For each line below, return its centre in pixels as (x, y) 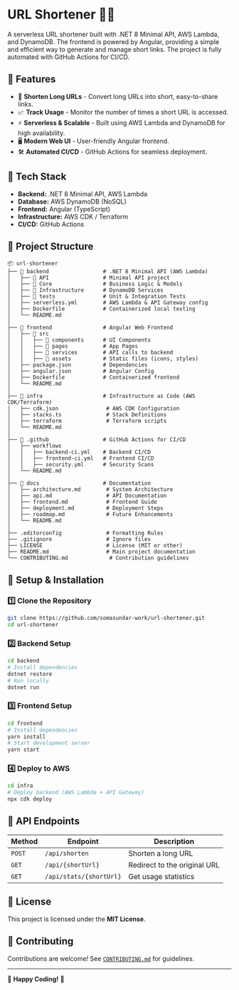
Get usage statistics (161, 876)
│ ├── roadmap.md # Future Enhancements (90, 515)
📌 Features (32, 79)
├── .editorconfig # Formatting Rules (85, 533)
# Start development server (49, 743)
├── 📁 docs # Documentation (79, 483)
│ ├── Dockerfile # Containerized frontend (94, 378)
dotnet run (23, 687)
